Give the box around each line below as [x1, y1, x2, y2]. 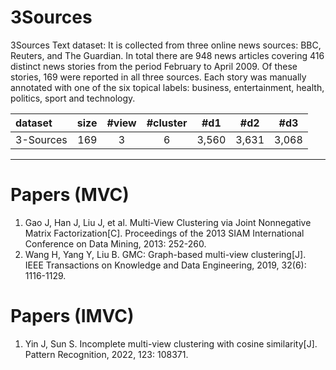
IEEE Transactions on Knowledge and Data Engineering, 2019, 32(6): [24, 259, 307, 271]
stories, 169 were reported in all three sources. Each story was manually [10, 71, 307, 83]
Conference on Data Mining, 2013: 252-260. [24, 237, 207, 250]
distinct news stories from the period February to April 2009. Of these [10, 60, 298, 72]
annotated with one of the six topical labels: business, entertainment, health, [10, 81, 325, 93]
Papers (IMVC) [10, 305, 135, 328]
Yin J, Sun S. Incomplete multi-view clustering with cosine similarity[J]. [24, 337, 318, 350]
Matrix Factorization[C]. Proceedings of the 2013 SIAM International [24, 227, 305, 239]
